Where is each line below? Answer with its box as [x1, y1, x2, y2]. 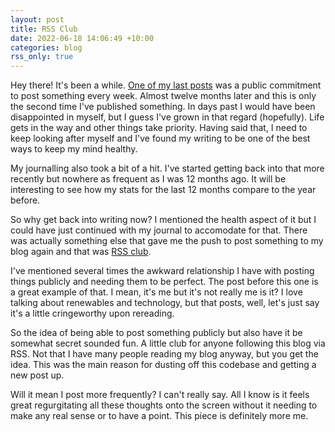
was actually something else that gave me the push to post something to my [10, 235, 324, 247]
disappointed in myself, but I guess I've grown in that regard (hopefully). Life [10, 111, 325, 123]
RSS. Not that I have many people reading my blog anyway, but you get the [10, 348, 319, 360]
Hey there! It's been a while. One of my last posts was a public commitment [10, 79, 322, 91]
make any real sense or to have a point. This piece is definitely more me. [10, 410, 309, 422]
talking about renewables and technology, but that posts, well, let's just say [10, 297, 320, 309]
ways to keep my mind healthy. [10, 143, 138, 155]
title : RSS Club [10, 24, 78, 34]
